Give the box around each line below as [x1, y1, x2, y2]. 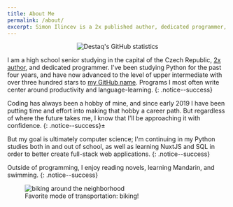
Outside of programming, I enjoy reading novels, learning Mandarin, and [7, 164, 215, 172]
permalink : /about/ [7, 17, 64, 24]
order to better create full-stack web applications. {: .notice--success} [7, 150, 211, 158]
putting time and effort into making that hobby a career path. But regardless [7, 106, 225, 115]
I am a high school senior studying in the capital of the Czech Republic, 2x [7, 56, 221, 64]
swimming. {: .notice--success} [7, 171, 99, 179]
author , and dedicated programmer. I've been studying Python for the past [7, 64, 222, 72]
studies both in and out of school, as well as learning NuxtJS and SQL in [7, 143, 216, 151]
